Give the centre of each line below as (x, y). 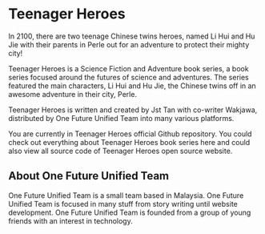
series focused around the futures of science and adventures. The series (129, 77)
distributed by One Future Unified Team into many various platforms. (121, 118)
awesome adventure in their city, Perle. (73, 94)
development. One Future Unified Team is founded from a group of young (130, 212)
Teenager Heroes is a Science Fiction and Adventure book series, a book (129, 68)
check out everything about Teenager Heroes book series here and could (129, 142)
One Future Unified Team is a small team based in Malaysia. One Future (126, 195)
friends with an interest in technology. (71, 220)
